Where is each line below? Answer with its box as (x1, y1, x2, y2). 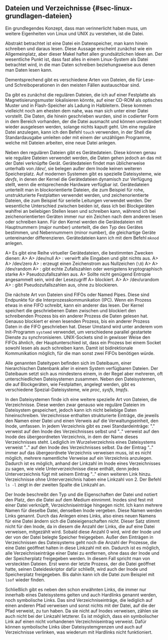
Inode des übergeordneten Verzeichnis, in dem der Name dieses (5, 434, 138, 440)
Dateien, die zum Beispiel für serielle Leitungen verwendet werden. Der (5, 197, 152, 203)
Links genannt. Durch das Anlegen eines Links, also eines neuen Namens (5, 513, 156, 519)
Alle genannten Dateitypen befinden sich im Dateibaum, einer (5, 360, 131, 366)
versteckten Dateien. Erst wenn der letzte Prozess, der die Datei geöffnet (5, 561, 156, 567)
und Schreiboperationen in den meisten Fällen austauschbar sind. (5, 82, 140, 88)
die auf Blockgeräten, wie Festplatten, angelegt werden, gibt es (5, 381, 135, 387)
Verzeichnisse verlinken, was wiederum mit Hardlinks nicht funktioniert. (5, 629, 152, 635)
